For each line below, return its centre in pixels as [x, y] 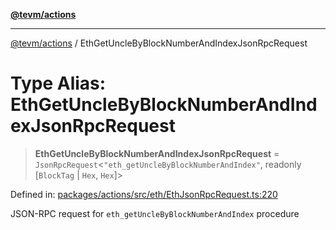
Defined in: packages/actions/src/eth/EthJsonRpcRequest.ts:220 [144, 194]
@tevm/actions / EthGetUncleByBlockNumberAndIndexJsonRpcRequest [159, 43]
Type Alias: [58, 83]
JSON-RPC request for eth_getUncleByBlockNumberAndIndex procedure [155, 213]
